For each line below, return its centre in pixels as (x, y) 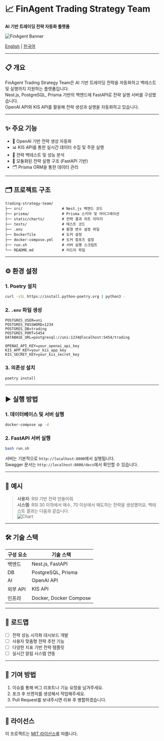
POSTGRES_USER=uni (24, 320)
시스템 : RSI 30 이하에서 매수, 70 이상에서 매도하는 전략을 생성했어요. (82, 505)
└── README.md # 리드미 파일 (45, 250)
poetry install (20, 378)
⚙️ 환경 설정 (21, 271)
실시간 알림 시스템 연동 (34, 653)
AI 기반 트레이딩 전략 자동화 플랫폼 (37, 26)
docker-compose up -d (27, 425)
